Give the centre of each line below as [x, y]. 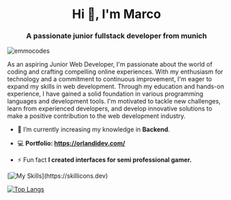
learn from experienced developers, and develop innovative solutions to [110, 109]
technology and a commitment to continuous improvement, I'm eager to [110, 79]
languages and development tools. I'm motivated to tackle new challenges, [114, 101]
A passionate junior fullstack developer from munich [117, 36]
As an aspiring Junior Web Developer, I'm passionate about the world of [110, 65]
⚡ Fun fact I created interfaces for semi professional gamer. [104, 160]
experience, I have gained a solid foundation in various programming [105, 94]
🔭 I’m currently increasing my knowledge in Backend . [93, 130]
